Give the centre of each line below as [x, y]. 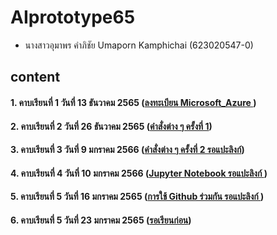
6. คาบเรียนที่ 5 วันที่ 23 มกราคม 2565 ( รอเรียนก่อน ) [101, 220]
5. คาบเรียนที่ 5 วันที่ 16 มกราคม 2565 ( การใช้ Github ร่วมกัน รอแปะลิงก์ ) [137, 197]
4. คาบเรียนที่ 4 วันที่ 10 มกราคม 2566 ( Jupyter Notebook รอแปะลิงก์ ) [139, 173]
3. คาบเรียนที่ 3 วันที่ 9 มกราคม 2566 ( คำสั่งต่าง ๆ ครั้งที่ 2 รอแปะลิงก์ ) [127, 150]
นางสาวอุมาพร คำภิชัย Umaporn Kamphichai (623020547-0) [139, 45]
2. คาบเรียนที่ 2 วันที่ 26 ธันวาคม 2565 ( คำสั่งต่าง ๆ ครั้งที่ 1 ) [111, 126]
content [35, 77]
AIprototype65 [73, 17]
